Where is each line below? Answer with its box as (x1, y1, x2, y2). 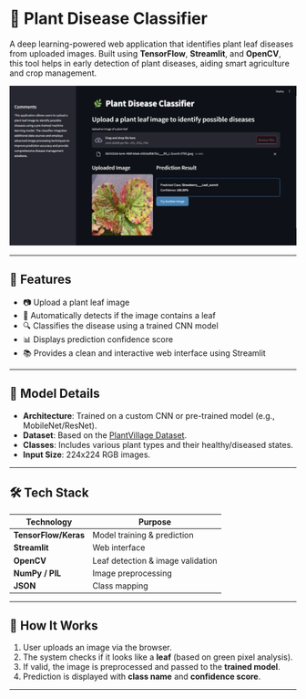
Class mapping (92, 580, 148, 591)
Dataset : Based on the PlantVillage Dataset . (22, 429, 188, 441)
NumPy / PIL (13, 568, 62, 579)
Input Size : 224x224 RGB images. (22, 449, 151, 460)
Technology (25, 516, 73, 527)
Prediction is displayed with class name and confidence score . (22, 671, 261, 683)
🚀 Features (9, 272, 72, 287)
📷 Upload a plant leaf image (22, 297, 130, 308)
